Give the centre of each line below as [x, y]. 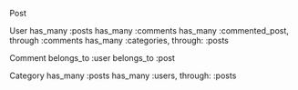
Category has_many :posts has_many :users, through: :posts [123, 75]
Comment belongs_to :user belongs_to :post [92, 58]
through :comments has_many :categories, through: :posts [119, 40]
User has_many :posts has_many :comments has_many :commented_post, [149, 30]
